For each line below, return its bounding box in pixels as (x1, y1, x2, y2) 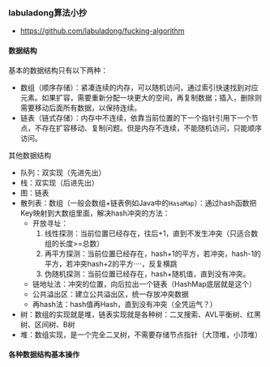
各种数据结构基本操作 (8, 350, 79, 360)
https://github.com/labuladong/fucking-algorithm (19, 26, 185, 36)
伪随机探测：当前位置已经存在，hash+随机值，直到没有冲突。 (44, 269, 251, 279)
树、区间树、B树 (19, 319, 75, 329)
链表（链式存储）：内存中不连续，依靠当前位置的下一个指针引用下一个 (19, 113, 251, 122)
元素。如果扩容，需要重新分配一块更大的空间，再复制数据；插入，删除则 (19, 92, 262, 102)
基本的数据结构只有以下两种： (8, 65, 108, 75)
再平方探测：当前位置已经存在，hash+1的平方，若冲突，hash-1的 (44, 249, 262, 258)
